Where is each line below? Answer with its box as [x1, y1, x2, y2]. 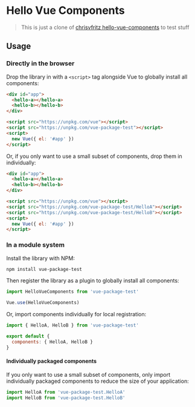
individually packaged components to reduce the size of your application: [6, 377, 189, 385]
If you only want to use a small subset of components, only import [6, 371, 171, 378]
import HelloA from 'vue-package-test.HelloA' [6, 389, 126, 395]
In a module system [6, 241, 65, 249]
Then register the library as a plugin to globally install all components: [6, 277, 179, 284]
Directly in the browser [6, 59, 75, 68]
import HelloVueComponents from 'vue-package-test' [6, 288, 139, 295]
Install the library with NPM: [6, 255, 75, 262]
